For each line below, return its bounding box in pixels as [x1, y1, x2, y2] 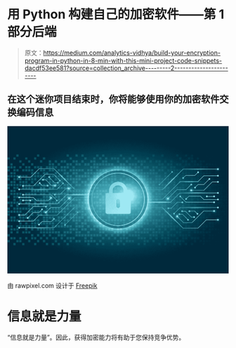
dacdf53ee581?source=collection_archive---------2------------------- [24, 64, 228, 72]
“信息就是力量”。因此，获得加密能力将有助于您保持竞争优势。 [7, 333, 185, 341]
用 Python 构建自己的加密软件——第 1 [7, 6, 225, 22]
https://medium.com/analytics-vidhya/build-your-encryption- [43, 48, 221, 57]
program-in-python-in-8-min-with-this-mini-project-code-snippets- [24, 56, 223, 65]
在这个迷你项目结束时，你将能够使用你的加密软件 [7, 93, 220, 105]
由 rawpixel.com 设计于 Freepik [7, 281, 98, 290]
